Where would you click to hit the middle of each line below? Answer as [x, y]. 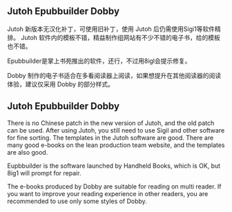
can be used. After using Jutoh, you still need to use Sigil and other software [116, 130]
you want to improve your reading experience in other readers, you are [108, 193]
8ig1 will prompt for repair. [44, 173]
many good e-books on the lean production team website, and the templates [116, 145]
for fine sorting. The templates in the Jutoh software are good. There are [110, 137]
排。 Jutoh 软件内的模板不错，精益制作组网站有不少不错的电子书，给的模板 [114, 37]
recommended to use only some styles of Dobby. [77, 201]
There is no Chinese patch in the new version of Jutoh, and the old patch [111, 123]
